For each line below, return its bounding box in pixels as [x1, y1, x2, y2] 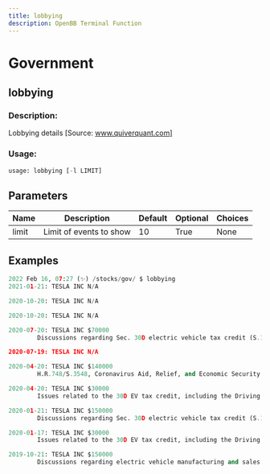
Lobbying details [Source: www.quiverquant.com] [8, 128, 173, 138]
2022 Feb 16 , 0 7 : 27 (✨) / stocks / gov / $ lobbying [8, 275, 176, 283]
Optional [175, 212, 209, 224]
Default [138, 212, 168, 224]
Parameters [8, 188, 68, 202]
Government [8, 54, 94, 72]
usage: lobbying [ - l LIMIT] [8, 167, 103, 175]
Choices [216, 212, 249, 224]
